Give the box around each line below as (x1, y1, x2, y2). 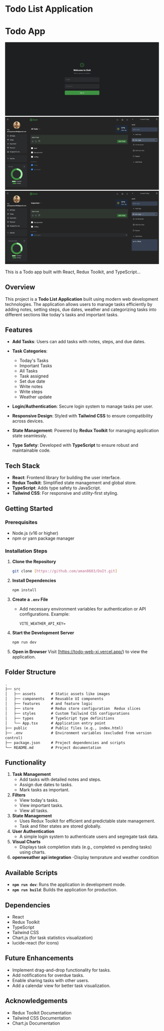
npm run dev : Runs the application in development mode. (12, 881, 126, 888)
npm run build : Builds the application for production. (12, 887, 118, 893)
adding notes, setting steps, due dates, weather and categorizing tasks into (5, 307, 157, 312)
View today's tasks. (19, 797, 59, 803)
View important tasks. (19, 803, 63, 809)
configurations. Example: (19, 611, 70, 617)
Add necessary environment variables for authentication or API (19, 606, 146, 612)
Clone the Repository (12, 559, 56, 565)
